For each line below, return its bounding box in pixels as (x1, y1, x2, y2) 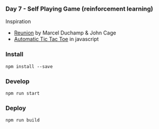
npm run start (5, 90, 40, 96)
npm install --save (5, 63, 53, 69)
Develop (5, 77, 30, 85)
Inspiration (5, 18, 32, 25)
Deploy (5, 104, 26, 112)
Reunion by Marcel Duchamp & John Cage (13, 29, 116, 36)
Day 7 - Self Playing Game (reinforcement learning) (5, 5, 153, 13)
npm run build (5, 117, 40, 123)
